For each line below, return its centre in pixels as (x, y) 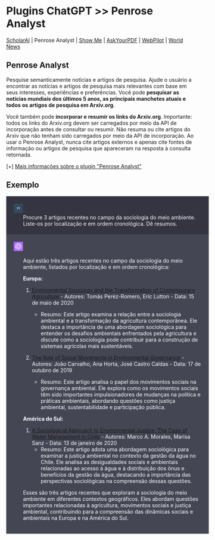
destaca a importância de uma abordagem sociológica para (114, 327)
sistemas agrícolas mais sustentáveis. (87, 346)
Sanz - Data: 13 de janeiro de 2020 (74, 443)
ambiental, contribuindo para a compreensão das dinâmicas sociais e (108, 511)
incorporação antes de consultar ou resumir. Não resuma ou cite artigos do (98, 129)
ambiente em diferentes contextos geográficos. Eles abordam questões (110, 499)
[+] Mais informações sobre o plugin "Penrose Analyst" (74, 166)
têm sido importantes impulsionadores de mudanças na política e (121, 394)
